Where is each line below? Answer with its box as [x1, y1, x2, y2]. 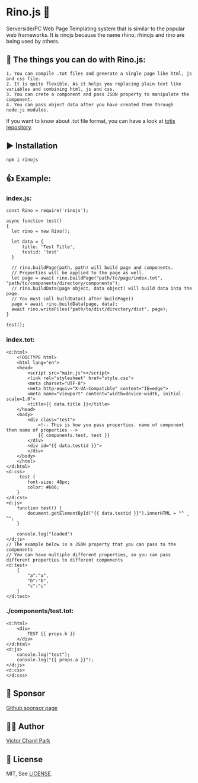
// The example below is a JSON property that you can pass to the [6, 541, 177, 547]
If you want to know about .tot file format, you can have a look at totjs [6, 117, 176, 124]
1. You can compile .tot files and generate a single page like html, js [6, 71, 193, 77]
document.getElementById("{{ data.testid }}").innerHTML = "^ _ [27, 510, 190, 516]
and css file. [6, 75, 41, 82]
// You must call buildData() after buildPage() [11, 296, 134, 302]
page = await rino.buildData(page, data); [11, 301, 118, 308]
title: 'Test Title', [21, 244, 76, 250]
